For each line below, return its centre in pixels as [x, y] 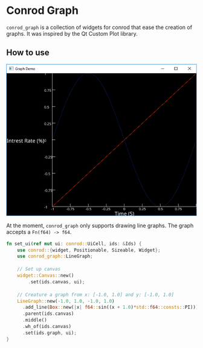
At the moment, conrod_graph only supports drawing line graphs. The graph [100, 225]
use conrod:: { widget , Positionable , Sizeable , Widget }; [89, 250]
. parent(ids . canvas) [48, 314]
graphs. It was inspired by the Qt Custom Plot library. [72, 33]
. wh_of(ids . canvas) [47, 327]
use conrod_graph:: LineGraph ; [55, 256]
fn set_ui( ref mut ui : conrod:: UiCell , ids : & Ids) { [74, 243]
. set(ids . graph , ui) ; [50, 333]
